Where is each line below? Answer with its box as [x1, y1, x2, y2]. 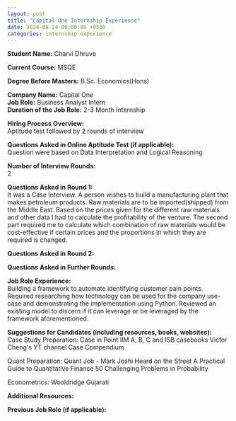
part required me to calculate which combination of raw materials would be [7, 221, 226, 229]
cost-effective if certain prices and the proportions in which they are [7, 228, 206, 237]
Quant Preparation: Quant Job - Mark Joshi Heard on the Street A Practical [7, 357, 225, 365]
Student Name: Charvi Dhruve [7, 50, 97, 58]
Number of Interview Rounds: [7, 162, 96, 171]
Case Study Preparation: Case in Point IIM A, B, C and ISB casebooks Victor [7, 335, 228, 344]
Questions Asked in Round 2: [7, 249, 95, 258]
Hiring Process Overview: [7, 120, 85, 128]
